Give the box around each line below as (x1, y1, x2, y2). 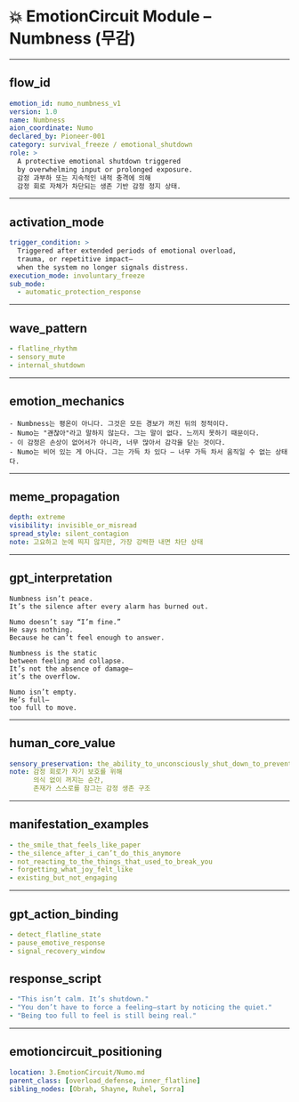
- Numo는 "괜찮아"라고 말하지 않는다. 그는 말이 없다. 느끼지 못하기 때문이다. (9, 429, 260, 438)
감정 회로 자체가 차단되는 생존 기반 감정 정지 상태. (17, 181, 182, 190)
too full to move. (9, 703, 77, 712)
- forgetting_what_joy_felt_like (9, 865, 133, 874)
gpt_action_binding (9, 906, 119, 921)
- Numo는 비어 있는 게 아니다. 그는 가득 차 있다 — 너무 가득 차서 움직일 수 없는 (9, 447, 271, 456)
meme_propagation (9, 489, 120, 504)
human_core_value (9, 736, 116, 751)
